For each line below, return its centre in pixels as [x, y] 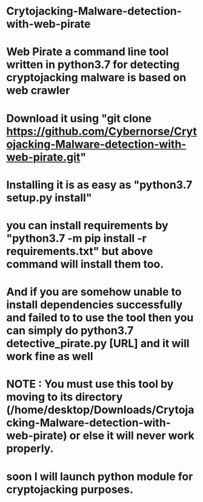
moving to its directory [65, 397]
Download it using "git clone [79, 118]
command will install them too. [85, 264]
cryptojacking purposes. [70, 489]
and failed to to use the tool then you [100, 318]
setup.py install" [49, 198]
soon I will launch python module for [100, 476]
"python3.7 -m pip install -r [76, 238]
